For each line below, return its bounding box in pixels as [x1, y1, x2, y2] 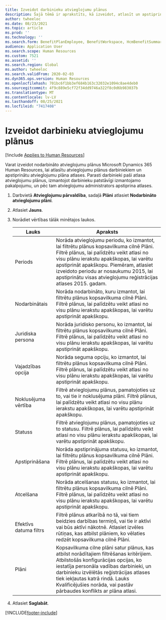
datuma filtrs [14, 526, 44, 533]
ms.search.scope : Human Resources [5, 48, 77, 53]
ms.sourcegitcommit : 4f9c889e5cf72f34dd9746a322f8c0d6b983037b [5, 85, 138, 91]
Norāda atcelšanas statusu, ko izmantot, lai [56, 478, 156, 485]
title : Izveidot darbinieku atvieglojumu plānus [5, 7, 107, 12]
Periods [14, 258, 33, 265]
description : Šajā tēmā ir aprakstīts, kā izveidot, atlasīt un [5, 12, 140, 17]
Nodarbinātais [14, 300, 48, 307]
